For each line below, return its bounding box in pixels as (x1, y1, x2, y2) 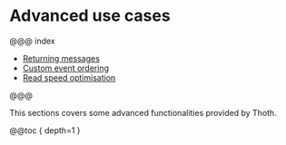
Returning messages (22, 53, 100, 63)
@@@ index (9, 35, 56, 46)
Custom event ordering (22, 63, 109, 73)
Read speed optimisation (22, 72, 116, 82)
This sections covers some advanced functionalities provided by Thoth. (9, 107, 277, 118)
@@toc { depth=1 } (9, 124, 81, 136)
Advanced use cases (9, 5, 171, 26)
